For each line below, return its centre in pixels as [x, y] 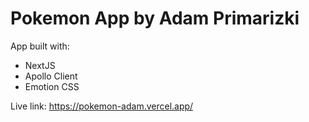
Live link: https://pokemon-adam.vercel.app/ [102, 106]
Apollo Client [51, 76]
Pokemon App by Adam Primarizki [155, 18]
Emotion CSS [52, 86]
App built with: [40, 46]
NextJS [40, 65]
